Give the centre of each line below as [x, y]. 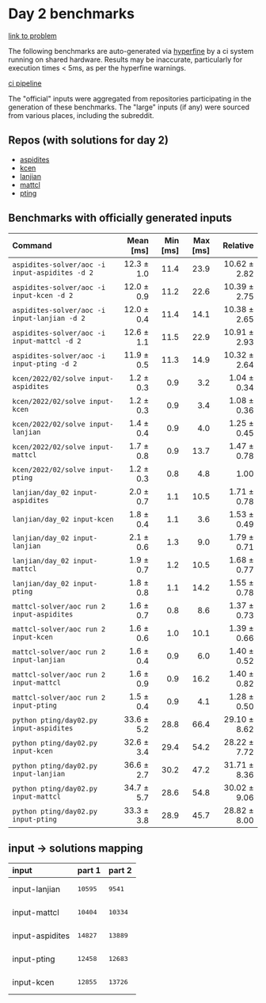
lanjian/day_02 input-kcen [63, 519]
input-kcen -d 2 [43, 295]
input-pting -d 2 [45, 364]
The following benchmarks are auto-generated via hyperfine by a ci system [131, 51]
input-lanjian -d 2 [49, 318]
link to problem [32, 36]
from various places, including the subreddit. [81, 115]
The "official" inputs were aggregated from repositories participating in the [130, 98]
